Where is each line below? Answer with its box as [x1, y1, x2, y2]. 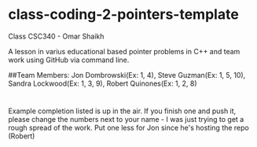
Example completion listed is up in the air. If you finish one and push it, [8, 106, 237, 116]
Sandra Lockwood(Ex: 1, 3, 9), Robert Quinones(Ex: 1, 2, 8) [8, 79, 198, 88]
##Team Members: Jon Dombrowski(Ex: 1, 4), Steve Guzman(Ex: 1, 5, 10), [8, 70, 246, 79]
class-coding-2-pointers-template [8, 6, 240, 24]
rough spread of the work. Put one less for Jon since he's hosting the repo [8, 123, 249, 133]
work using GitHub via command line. [8, 55, 130, 64]
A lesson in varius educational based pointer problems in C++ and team [8, 46, 240, 56]
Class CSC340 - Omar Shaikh [8, 31, 105, 41]
